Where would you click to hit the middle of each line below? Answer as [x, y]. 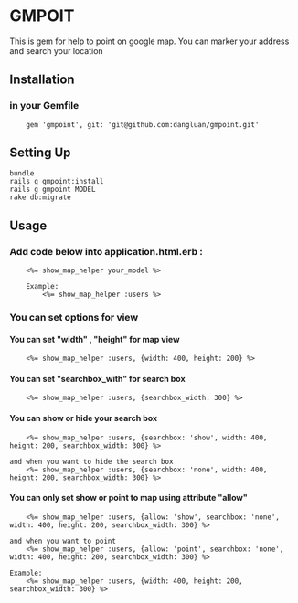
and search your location [56, 50]
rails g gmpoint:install [57, 182]
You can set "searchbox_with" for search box [97, 378]
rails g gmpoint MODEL [53, 190]
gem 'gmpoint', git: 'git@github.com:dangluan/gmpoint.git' [143, 124]
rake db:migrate [40, 197]
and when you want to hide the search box [91, 461]
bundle [22, 174]
